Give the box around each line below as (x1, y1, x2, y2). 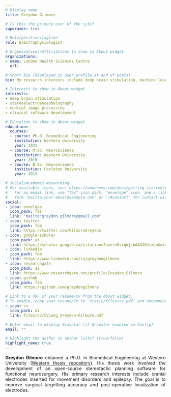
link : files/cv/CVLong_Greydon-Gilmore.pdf (10, 313, 103, 318)
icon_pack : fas (10, 209, 42, 214)
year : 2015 (14, 157, 38, 162)
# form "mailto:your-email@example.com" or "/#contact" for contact (5, 194, 158, 200)
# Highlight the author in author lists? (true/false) (5, 336, 124, 341)
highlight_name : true (5, 341, 51, 346)
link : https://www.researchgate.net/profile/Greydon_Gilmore (10, 270, 142, 275)
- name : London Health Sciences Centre (5, 59, 90, 64)
